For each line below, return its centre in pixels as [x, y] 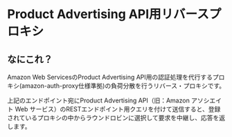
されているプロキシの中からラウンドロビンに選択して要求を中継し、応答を [113, 118]
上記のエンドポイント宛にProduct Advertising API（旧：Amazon [99, 100]
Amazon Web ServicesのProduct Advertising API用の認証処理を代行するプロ [116, 77]
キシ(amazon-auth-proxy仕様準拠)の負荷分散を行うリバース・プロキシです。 [116, 86]
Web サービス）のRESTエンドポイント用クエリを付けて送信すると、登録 [118, 109]
